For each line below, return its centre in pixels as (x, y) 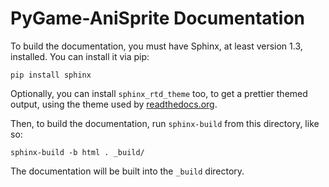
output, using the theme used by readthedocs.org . (114, 104)
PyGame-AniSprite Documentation (158, 18)
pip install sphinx (51, 75)
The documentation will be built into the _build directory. (127, 171)
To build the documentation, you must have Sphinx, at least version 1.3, (156, 46)
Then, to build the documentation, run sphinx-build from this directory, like (165, 123)
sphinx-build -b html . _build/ (77, 152)
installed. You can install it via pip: (80, 56)
